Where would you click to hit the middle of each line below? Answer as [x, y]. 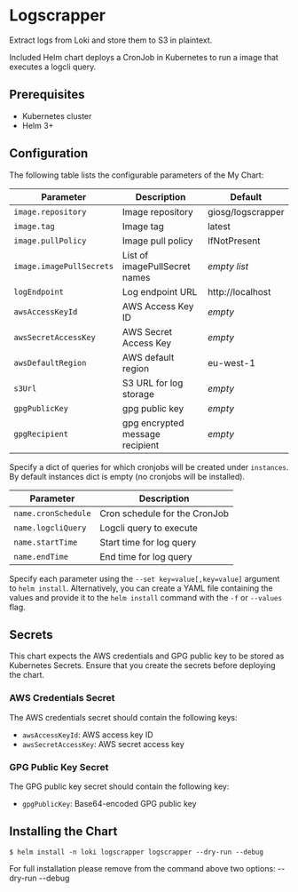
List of [136, 255]
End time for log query [146, 556]
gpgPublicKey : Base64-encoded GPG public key [109, 803]
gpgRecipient [41, 434]
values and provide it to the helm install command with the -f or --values [145, 597]
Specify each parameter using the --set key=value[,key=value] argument [145, 578]
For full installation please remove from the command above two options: [143, 868]
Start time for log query [148, 542]
